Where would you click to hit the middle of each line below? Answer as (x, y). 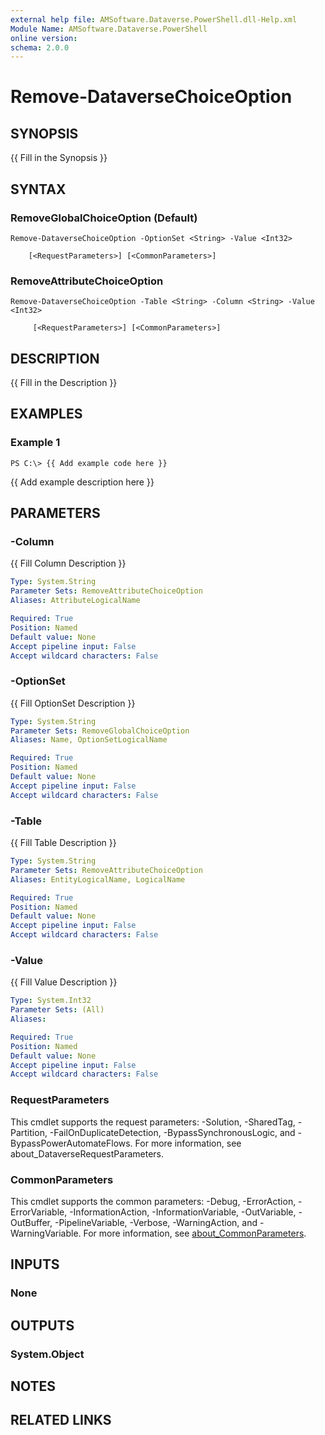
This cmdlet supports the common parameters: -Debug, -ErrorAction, (153, 1201)
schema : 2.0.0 (40, 47)
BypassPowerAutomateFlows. (71, 1143)
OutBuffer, (31, 1222)
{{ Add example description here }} (82, 482)
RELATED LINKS (61, 1420)
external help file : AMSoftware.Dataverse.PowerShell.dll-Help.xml (154, 19)
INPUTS (35, 1264)
